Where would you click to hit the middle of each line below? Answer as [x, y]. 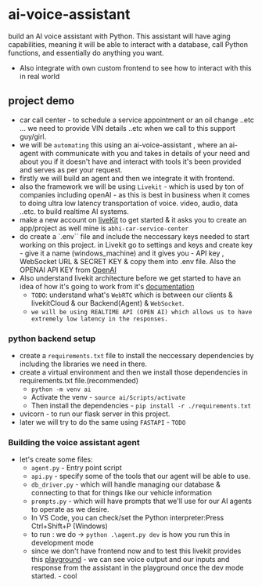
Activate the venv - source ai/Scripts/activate [108, 397]
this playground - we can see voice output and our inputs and [130, 560]
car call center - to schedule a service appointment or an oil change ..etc [136, 120]
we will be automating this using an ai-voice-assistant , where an [123, 145]
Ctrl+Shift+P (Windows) [69, 526]
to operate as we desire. [70, 509]
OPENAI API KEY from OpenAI [68, 270]
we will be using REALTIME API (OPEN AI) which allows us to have [142, 312]
